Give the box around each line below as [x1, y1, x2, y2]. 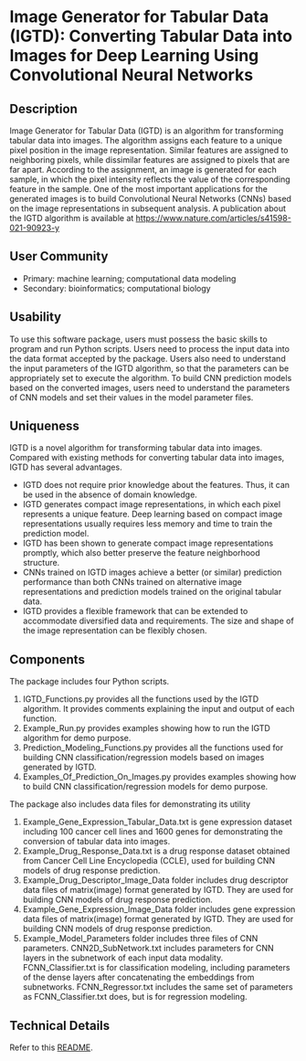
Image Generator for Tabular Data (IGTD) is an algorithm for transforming [9, 125, 284, 136]
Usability [9, 309, 62, 325]
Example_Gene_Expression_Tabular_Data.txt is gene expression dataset [22, 816, 292, 828]
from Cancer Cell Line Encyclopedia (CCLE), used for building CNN [22, 855, 276, 866]
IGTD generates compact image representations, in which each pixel [22, 499, 281, 510]
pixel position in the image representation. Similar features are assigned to [9, 144, 289, 155]
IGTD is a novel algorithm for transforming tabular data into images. [9, 442, 263, 453]
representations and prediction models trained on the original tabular [22, 587, 282, 598]
